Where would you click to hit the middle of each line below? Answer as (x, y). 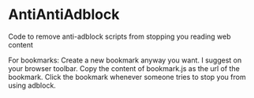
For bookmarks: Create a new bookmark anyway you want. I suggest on (125, 60)
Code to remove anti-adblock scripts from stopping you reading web (120, 36)
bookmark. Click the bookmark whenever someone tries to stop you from (127, 77)
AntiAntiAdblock (64, 15)
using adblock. (32, 85)
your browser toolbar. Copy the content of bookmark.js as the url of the (124, 68)
